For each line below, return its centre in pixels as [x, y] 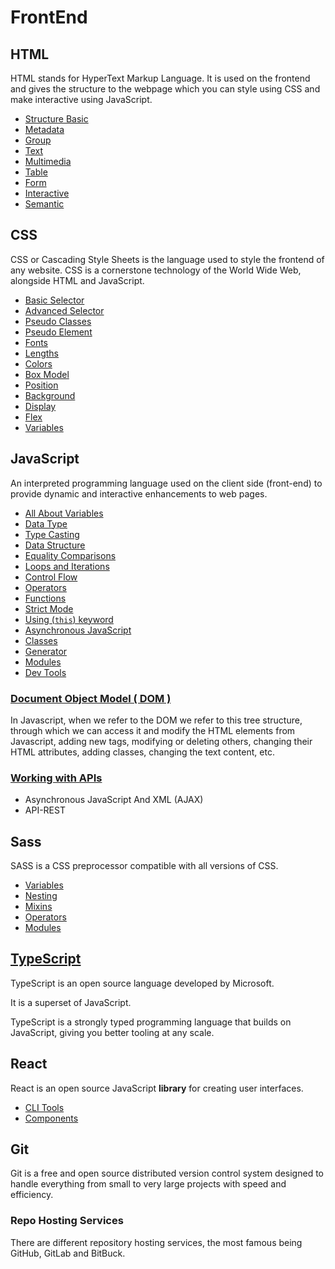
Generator [46, 651]
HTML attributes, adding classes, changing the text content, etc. [142, 752]
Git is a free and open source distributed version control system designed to [167, 1173]
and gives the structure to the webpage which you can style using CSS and [165, 89]
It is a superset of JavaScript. [71, 1002]
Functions [45, 598]
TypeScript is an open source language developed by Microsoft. [142, 983]
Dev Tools [45, 672]
